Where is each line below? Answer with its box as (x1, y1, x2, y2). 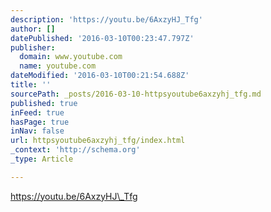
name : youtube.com (19, 61, 97, 71)
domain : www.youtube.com (19, 52, 123, 62)
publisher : (10, 42, 56, 53)
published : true (10, 98, 78, 108)
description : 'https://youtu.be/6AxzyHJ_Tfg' (10, 14, 203, 25)
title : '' (10, 80, 52, 90)
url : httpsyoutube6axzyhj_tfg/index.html (10, 136, 186, 146)
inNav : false (10, 126, 65, 136)
